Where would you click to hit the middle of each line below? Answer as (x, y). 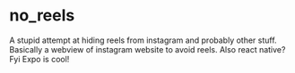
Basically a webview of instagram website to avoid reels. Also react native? (147, 49)
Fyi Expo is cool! (39, 59)
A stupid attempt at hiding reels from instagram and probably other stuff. (143, 40)
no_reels (42, 16)
